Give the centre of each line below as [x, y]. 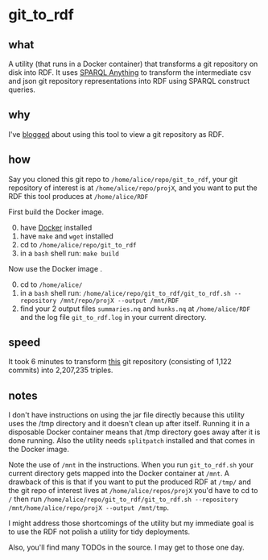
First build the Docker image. [56, 212]
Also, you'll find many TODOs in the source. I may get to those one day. [127, 548]
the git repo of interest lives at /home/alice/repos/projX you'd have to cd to [133, 491]
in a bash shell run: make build [69, 253]
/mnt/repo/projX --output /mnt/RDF [120, 301]
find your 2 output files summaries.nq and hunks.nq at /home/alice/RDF [135, 309]
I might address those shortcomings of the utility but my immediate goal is [131, 523]
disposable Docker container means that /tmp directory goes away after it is [134, 432]
